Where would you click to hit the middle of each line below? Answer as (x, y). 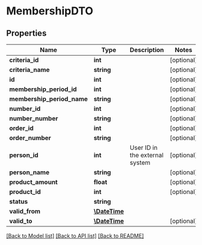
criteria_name (29, 70)
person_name (29, 172)
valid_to (21, 221)
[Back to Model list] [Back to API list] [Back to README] (75, 236)
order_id (22, 128)
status (19, 202)
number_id (25, 109)
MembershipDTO (50, 11)
